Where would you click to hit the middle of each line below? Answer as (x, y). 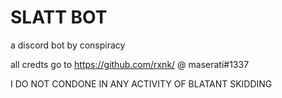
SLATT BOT (59, 17)
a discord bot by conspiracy (68, 45)
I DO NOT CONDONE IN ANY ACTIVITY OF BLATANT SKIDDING (141, 83)
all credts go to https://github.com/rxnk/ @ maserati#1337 (130, 64)
